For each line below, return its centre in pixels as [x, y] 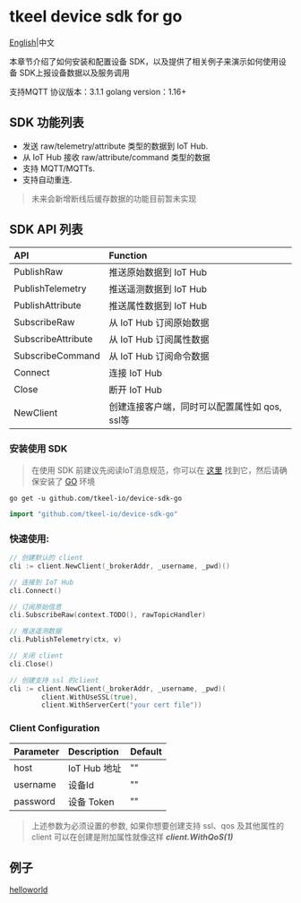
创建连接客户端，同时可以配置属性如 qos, [195, 407]
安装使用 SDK [39, 449]
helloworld [29, 890]
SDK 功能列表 [47, 123]
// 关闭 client [36, 656]
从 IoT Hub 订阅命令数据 [159, 356]
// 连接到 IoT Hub [42, 582]
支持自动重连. [47, 179]
